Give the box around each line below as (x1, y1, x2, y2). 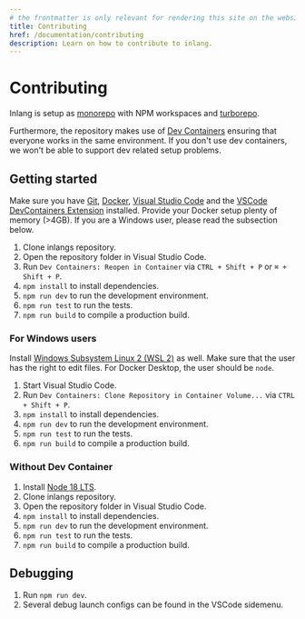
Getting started (9, 171, 98, 186)
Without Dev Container (9, 461, 113, 474)
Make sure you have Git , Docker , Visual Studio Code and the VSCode (9, 195, 268, 205)
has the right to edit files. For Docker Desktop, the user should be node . (9, 363, 275, 374)
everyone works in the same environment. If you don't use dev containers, (9, 135, 288, 146)
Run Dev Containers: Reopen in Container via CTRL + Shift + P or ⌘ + (22, 261, 288, 272)
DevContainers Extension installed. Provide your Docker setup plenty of (9, 205, 278, 215)
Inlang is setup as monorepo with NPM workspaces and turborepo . (9, 108, 261, 119)
